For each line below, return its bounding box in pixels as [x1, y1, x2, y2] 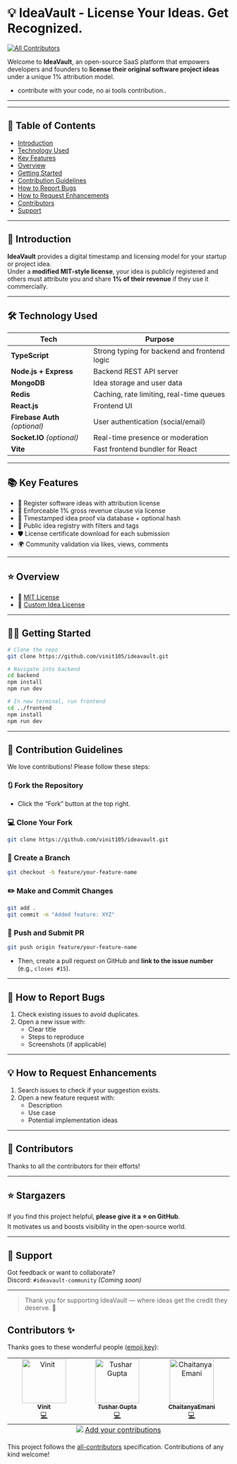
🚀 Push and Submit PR [7, 927, 85, 937]
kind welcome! [7, 1450, 50, 1459]
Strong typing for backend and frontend [93, 346, 225, 356]
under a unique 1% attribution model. [7, 72, 115, 81]
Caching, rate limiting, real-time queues [93, 390, 226, 400]
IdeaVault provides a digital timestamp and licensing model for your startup [7, 252, 227, 261]
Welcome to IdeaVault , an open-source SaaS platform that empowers [7, 57, 210, 66]
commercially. [7, 282, 48, 290]
